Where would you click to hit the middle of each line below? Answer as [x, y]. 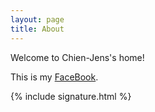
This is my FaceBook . [54, 77]
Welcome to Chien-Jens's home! [77, 57]
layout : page [37, 19]
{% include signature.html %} [71, 96]
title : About [37, 29]
